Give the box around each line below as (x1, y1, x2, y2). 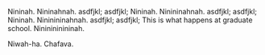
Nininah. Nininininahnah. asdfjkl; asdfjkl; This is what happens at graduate (7, 15, 253, 25)
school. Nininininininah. (7, 24, 85, 33)
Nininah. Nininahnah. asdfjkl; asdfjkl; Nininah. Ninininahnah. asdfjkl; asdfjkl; (7, 7, 258, 16)
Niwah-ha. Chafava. (7, 39, 74, 49)
